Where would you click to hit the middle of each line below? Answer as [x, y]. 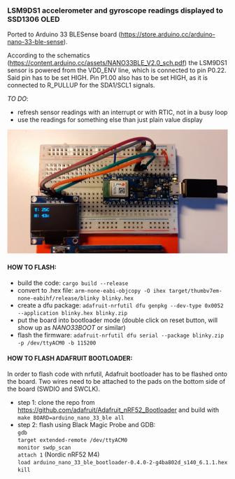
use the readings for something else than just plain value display [110, 120]
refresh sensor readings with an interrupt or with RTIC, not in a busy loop [122, 112]
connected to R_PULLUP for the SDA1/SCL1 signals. [81, 85]
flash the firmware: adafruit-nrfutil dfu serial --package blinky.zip [121, 335]
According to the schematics [49, 55]
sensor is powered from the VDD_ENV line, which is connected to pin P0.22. [117, 70]
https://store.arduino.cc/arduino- [168, 34]
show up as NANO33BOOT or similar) [71, 327]
